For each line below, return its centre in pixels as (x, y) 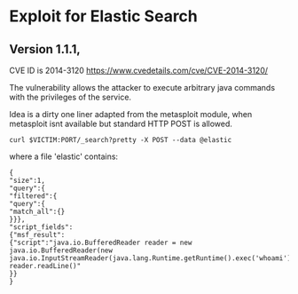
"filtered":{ (33, 196)
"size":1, (27, 180)
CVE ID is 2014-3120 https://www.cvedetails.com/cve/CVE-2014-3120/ (139, 70)
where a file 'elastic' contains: (63, 156)
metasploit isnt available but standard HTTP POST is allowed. (121, 123)
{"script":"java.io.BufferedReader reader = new (101, 242)
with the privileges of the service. (70, 97)
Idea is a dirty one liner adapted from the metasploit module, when (131, 114)
